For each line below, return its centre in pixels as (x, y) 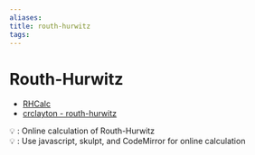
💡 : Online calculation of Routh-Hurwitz (82, 131)
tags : (19, 34)
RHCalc (37, 104)
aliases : (26, 18)
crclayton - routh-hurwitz (70, 114)
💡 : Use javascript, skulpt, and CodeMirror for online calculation (127, 141)
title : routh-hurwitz (50, 26)
